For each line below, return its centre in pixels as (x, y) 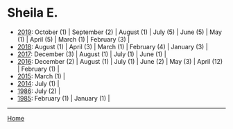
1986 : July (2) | (39, 91)
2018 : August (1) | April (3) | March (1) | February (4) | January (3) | (112, 46)
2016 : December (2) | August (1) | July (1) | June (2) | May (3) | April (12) (120, 61)
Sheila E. (33, 13)
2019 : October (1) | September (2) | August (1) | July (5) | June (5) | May (119, 32)
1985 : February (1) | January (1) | (63, 98)
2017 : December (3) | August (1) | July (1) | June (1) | (92, 54)
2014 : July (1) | (38, 83)
